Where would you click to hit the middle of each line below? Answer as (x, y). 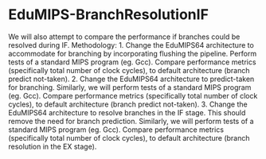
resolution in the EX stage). (53, 146)
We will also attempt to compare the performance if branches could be (124, 37)
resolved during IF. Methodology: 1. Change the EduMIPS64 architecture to (131, 45)
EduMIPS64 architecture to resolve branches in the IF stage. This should (127, 112)
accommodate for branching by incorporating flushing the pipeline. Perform (133, 53)
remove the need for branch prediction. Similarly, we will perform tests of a (131, 121)
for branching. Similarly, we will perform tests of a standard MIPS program (130, 87)
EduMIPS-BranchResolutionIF (109, 15)
